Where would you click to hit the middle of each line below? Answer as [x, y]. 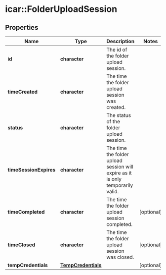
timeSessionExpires [32, 170]
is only [114, 179]
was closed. [120, 257]
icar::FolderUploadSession [61, 9]
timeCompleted [26, 212]
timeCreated [23, 92]
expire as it [119, 173]
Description [120, 41]
